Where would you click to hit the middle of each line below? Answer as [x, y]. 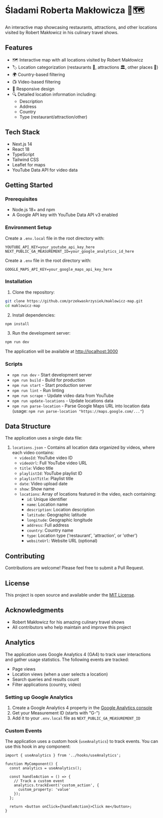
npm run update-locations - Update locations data [63, 400]
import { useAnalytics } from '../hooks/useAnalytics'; [63, 756]
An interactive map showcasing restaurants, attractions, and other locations [81, 27]
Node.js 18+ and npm [33, 210]
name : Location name [47, 504]
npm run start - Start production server [52, 385]
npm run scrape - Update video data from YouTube [63, 395]
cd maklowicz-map [23, 306]
